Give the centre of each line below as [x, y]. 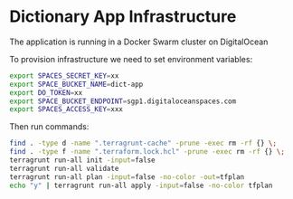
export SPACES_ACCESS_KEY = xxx [66, 109]
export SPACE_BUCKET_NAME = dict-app [76, 84]
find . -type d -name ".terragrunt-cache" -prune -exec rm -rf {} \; [143, 143]
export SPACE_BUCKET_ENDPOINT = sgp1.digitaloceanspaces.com [123, 101]
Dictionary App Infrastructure [123, 17]
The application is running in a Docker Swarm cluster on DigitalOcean [139, 42]
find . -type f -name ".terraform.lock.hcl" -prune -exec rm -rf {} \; [147, 152]
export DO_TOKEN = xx [46, 92]
